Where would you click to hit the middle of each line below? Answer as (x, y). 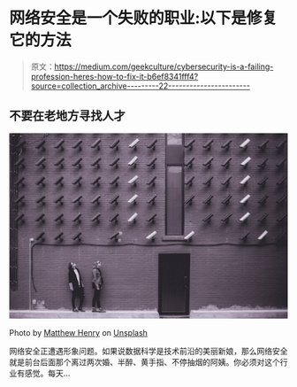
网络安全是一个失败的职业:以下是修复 (144, 18)
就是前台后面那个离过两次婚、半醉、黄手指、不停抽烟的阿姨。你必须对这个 (145, 362)
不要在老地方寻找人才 (67, 116)
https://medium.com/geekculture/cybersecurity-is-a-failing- (164, 66)
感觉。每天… (47, 374)
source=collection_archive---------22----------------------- (140, 86)
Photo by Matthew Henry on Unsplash (79, 333)
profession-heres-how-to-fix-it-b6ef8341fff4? (114, 76)
